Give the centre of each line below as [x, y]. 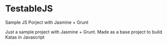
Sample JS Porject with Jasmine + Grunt [47, 22]
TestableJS [29, 9]
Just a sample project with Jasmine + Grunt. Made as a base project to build [84, 32]
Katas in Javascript [25, 37]
